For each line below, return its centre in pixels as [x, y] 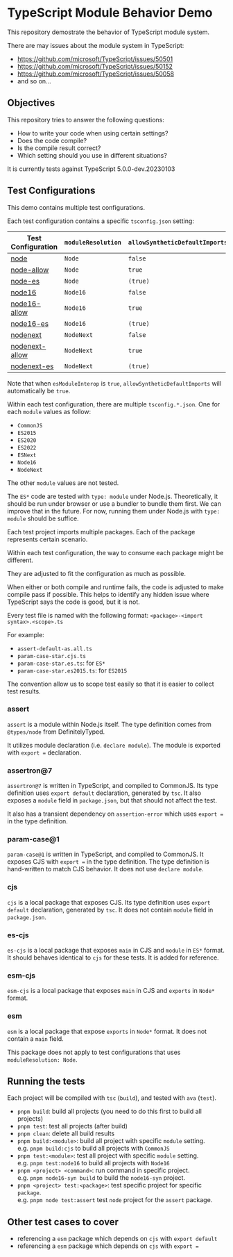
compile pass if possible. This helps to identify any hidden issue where [108, 594]
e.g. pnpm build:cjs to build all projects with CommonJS [93, 1149]
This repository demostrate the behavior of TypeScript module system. [109, 32]
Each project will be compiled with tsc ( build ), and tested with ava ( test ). [112, 1098]
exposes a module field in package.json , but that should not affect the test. [112, 800]
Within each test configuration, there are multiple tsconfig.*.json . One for [114, 404]
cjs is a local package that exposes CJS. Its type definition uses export [109, 902]
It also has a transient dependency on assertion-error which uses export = [115, 814]
